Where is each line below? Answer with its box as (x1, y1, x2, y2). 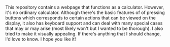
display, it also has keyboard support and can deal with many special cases (5, 20, 163, 26)
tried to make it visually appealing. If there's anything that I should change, (5, 31, 161, 36)
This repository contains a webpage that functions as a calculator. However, (5, 4, 164, 10)
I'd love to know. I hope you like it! (5, 36, 76, 42)
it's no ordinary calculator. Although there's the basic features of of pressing (5, 9, 165, 15)
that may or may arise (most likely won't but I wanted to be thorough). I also (5, 25, 163, 31)
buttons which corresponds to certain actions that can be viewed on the (5, 15, 156, 20)
